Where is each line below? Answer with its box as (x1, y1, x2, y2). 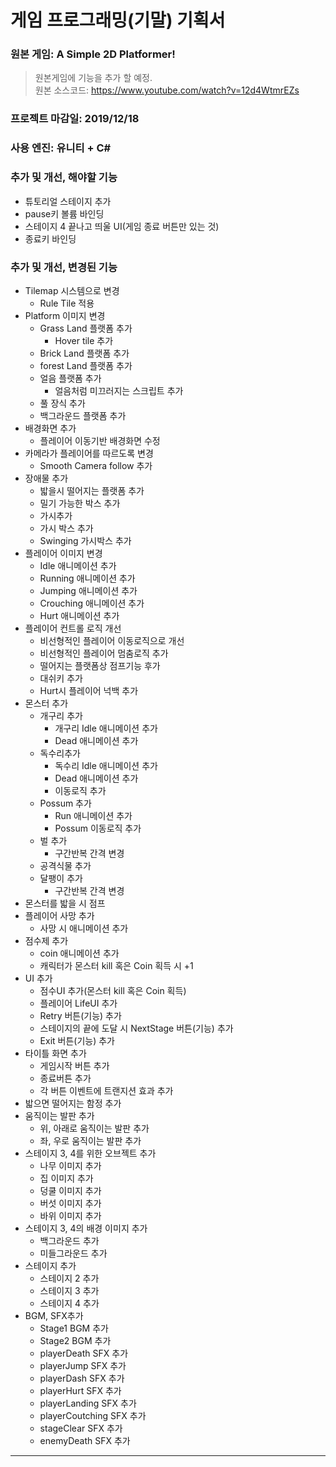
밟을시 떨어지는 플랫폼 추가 (39, 484, 145, 496)
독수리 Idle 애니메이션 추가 (54, 759, 158, 771)
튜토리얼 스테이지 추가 (24, 195, 112, 207)
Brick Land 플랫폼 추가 (39, 347, 130, 359)
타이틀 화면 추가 (24, 1047, 87, 1059)
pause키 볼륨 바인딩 (24, 207, 105, 220)
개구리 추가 (39, 709, 83, 721)
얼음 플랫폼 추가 (39, 372, 102, 384)
